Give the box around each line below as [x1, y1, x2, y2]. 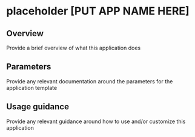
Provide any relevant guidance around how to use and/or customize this [6, 118, 186, 125]
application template [6, 84, 58, 91]
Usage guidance [6, 101, 70, 112]
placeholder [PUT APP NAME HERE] [6, 4, 190, 18]
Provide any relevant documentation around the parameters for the [6, 77, 173, 85]
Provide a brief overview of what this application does [6, 44, 141, 51]
